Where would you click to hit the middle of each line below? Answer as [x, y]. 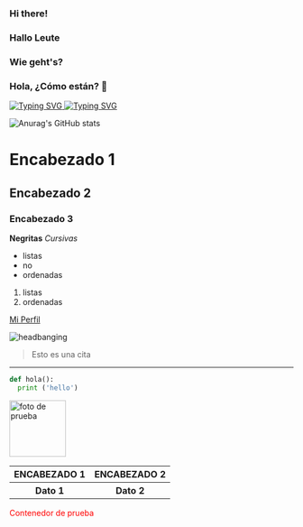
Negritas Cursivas [44, 238]
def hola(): [32, 379]
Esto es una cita [61, 354]
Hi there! [29, 14]
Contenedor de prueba [52, 513]
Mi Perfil [25, 319]
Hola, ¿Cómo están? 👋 [59, 86]
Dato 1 [50, 490]
